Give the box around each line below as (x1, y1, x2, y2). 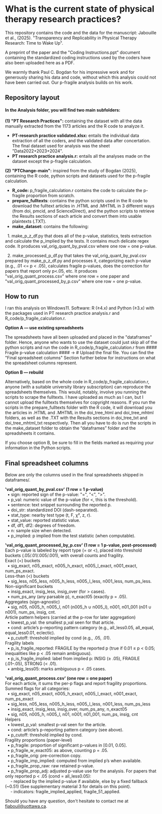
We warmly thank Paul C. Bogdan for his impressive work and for (5, 69, 134, 75)
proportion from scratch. (26, 193, 75, 198)
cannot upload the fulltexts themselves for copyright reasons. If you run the (5, 399, 156, 406)
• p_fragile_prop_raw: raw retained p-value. (7, 763, 94, 769)
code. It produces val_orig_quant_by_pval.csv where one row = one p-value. (5, 243, 157, 249)
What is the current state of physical (5, 3, 155, 15)
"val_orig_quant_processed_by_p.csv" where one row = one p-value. (5, 278, 142, 284)
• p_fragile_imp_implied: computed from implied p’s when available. (7, 758, 142, 764)
